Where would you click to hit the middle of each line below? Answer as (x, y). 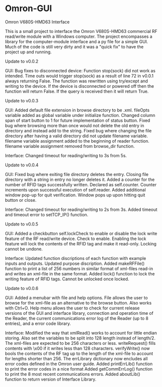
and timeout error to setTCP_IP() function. (47, 214)
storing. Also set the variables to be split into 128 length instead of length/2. (80, 338)
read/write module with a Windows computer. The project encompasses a (79, 36)
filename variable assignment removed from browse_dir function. (70, 146)
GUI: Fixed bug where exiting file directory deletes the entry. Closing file (77, 174)
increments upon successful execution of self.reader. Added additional (75, 190)
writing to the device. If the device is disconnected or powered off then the (80, 86)
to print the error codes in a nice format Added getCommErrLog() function (79, 369)
